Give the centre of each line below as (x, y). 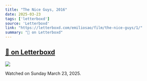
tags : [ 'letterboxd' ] (27, 19)
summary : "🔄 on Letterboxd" (34, 32)
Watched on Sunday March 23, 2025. (43, 73)
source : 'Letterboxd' (27, 23)
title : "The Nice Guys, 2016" (36, 10)
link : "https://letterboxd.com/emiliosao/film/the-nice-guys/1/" (74, 28)
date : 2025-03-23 (23, 14)
